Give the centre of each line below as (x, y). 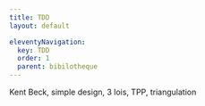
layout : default (39, 26)
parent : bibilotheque (58, 67)
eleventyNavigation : (48, 42)
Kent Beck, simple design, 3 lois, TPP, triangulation (103, 92)
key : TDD (34, 50)
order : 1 (34, 59)
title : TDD (30, 17)
